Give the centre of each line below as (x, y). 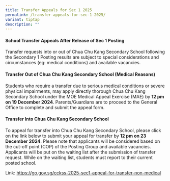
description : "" (22, 24)
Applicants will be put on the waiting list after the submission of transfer (81, 152)
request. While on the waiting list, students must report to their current (79, 157)
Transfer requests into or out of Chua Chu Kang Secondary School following (85, 52)
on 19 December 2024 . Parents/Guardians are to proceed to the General (81, 102)
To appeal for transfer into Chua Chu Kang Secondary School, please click (83, 130)
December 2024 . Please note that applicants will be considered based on (83, 141)
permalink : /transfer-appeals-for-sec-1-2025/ (55, 15)
